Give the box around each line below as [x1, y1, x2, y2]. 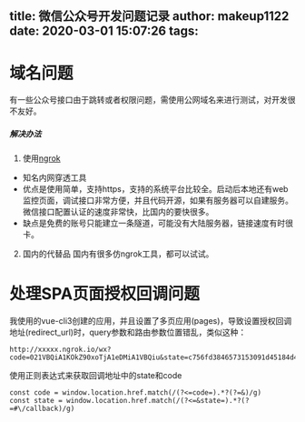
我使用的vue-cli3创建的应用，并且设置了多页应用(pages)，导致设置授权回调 [9, 316, 292, 327]
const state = [9, 397, 64, 406]
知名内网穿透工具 [22, 172, 87, 184]
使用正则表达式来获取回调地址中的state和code [9, 370, 182, 381]
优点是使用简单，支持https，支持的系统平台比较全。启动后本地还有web [22, 184, 289, 195]
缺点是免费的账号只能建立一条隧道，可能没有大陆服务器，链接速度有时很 [22, 217, 293, 229]
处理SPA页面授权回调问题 [9, 284, 201, 305]
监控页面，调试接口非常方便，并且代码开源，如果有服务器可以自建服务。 [22, 195, 293, 206]
